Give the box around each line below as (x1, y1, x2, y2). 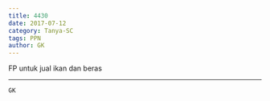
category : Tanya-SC (8, 26, 74, 34)
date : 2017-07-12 (8, 19, 67, 27)
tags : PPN (8, 34, 42, 42)
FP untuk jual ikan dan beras (8, 63, 103, 73)
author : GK (8, 42, 45, 50)
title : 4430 (8, 11, 48, 20)
